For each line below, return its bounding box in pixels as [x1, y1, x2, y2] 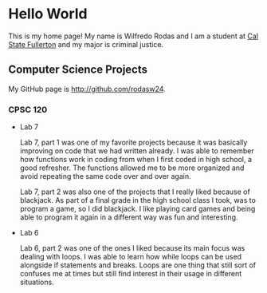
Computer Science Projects [8, 63, 148, 77]
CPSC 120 [8, 104, 48, 115]
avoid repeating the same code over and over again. [19, 172, 191, 181]
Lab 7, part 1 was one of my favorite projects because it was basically [19, 137, 248, 148]
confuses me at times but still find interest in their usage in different [19, 269, 242, 279]
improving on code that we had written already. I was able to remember [19, 146, 254, 156]
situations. [19, 277, 54, 287]
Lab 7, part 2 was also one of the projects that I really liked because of [19, 187, 251, 196]
